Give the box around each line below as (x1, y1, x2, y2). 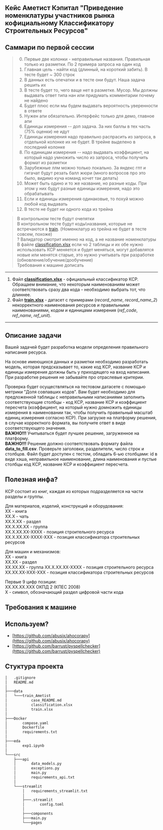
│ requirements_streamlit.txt (22, 789, 88, 793)
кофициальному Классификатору (5, 19, 114, 27)
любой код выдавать (24, 201, 68, 207)
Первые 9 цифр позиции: (5, 579, 57, 585)
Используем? (5, 620, 49, 628)
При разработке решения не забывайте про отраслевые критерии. (5, 375, 145, 380)
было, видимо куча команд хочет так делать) (24, 175, 119, 181)
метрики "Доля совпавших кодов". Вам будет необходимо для (5, 389, 135, 395)
